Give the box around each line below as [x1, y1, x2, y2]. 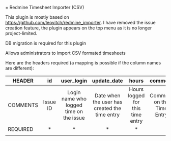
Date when [94, 92, 121, 99]
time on [65, 108, 83, 115]
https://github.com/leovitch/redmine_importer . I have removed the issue [5, 20, 156, 25]
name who [61, 95, 87, 102]
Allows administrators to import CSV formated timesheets [5, 50, 126, 56]
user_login [61, 77, 88, 84]
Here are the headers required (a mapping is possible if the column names [5, 60, 161, 65]
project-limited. [5, 30, 37, 36]
